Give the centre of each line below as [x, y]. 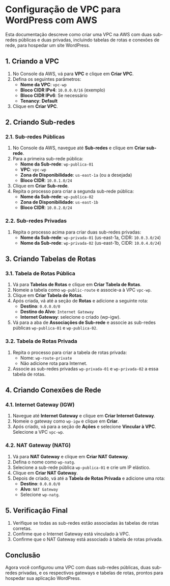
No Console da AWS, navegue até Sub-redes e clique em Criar [79, 148]
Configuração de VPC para [63, 9]
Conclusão [23, 555]
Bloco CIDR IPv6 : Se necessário [54, 95]
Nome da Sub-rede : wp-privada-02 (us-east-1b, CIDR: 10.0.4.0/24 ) [91, 243]
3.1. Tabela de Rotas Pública [40, 273]
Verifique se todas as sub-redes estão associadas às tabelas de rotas [86, 523]
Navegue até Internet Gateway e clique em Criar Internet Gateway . [84, 416]
